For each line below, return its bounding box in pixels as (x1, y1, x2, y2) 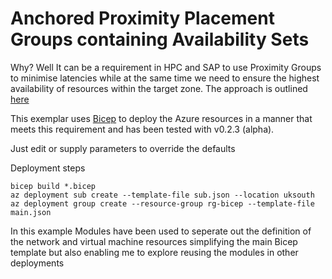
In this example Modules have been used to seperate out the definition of (10, 225, 312, 237)
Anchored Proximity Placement (10, 7, 275, 30)
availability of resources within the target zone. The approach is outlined (10, 82, 308, 94)
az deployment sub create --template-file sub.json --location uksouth (10, 190, 315, 200)
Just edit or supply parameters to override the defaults (10, 142, 236, 154)
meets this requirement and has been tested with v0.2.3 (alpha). (10, 123, 275, 135)
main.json (10, 207, 52, 217)
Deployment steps (10, 162, 86, 174)
